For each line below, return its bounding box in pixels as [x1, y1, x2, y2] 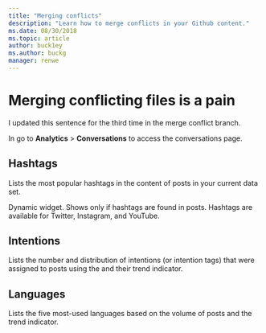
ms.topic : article [8, 34, 70, 43]
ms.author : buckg [8, 49, 67, 57]
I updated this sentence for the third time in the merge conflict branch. [8, 117, 241, 127]
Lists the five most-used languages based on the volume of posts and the [8, 309, 252, 319]
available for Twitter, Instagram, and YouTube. [8, 211, 160, 220]
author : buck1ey [8, 42, 63, 50]
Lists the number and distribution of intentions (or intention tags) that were [8, 255, 255, 265]
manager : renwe [8, 57, 59, 65]
